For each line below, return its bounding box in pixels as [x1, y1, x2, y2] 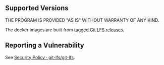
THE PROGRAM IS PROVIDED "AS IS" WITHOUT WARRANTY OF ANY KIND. [5, 17, 160, 23]
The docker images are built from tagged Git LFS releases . [5, 27, 125, 33]
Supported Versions [5, 4, 68, 12]
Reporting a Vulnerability [5, 41, 84, 50]
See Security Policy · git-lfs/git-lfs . [5, 54, 75, 60]
